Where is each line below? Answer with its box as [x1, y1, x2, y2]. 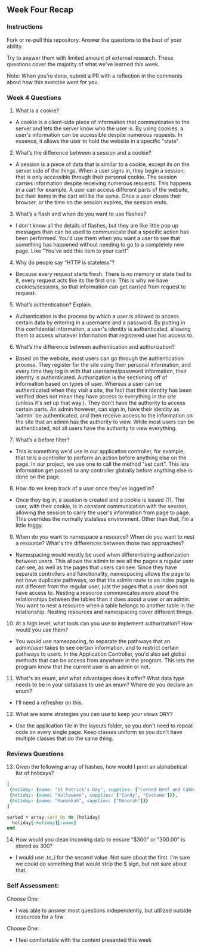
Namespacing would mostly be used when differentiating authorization [15, 551, 190, 558]
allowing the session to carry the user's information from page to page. [15, 509, 190, 516]
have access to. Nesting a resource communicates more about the [15, 589, 180, 596]
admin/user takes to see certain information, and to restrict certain [15, 644, 179, 651]
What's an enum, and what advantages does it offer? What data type [15, 674, 185, 681]
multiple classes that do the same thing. [15, 735, 114, 742]
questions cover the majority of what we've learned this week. [7, 60, 160, 67]
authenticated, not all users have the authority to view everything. [15, 424, 177, 432]
